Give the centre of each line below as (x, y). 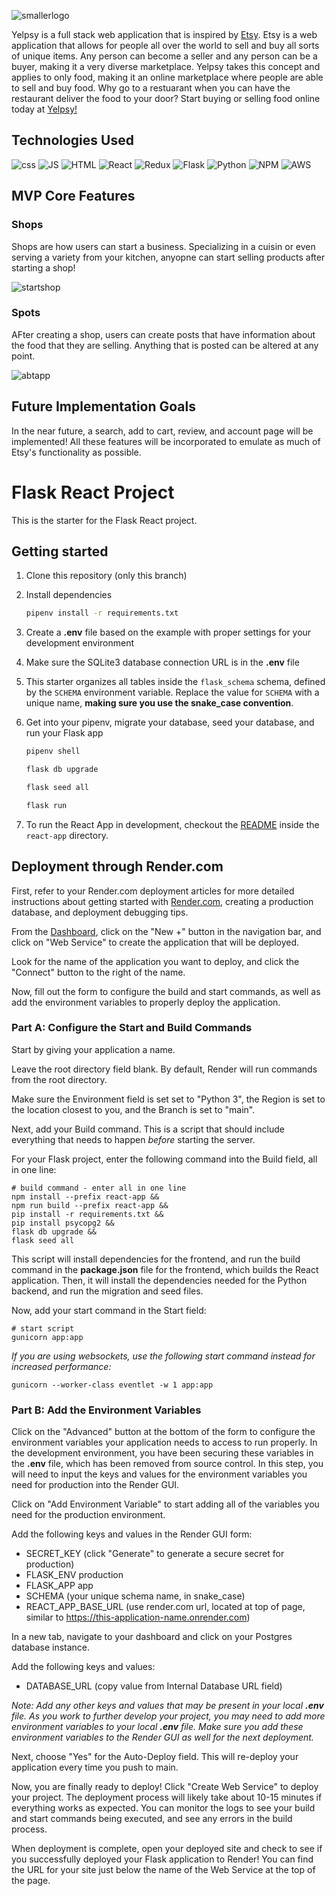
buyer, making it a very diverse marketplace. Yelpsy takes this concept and (166, 66)
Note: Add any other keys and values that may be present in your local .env (167, 1706)
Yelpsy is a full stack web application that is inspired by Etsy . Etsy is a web (164, 34)
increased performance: (61, 1366)
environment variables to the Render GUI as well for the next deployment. (162, 1737)
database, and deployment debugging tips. (100, 912)
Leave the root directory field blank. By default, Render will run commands (164, 1069)
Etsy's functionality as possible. (76, 452)
